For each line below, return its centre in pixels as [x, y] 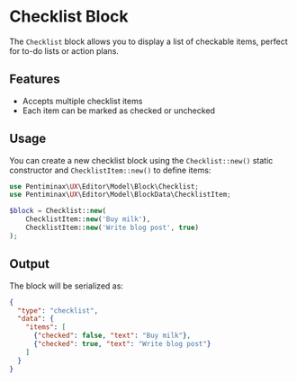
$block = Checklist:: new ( [58, 211]
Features [35, 80]
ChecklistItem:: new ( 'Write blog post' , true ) [112, 228]
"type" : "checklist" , [58, 311]
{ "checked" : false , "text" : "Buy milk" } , [112, 336]
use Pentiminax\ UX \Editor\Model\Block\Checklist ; [104, 186]
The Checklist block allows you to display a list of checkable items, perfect [148, 41]
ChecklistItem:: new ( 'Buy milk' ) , [88, 219]
